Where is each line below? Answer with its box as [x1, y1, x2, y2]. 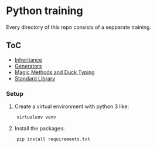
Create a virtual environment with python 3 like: [14, 103, 129, 110]
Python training [6, 4, 83, 18]
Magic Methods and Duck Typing [14, 69, 95, 76]
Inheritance [14, 56, 43, 63]
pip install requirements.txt [16, 136, 91, 142]
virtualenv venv [16, 115, 57, 120]
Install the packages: [14, 125, 65, 132]
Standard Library [14, 75, 56, 82]
